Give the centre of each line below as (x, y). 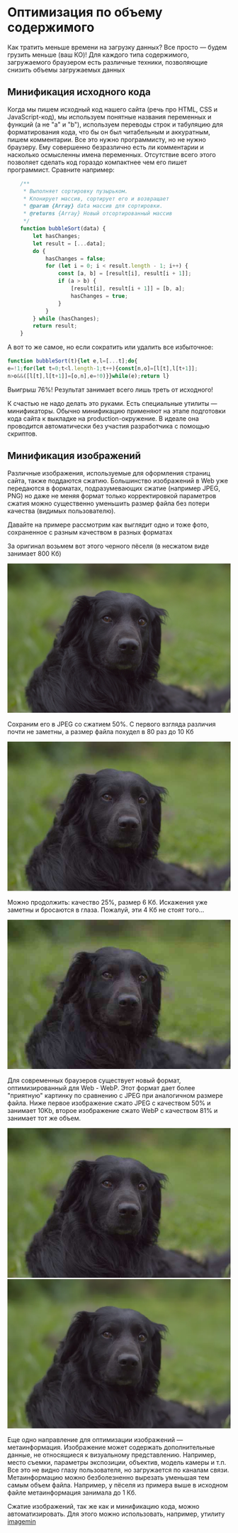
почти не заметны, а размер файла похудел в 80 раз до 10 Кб (101, 731)
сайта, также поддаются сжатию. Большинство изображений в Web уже (118, 480)
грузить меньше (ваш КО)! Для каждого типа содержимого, (98, 55)
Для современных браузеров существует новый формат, (94, 1080)
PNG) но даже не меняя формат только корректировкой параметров (112, 495)
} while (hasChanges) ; (66, 318)
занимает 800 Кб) (34, 553)
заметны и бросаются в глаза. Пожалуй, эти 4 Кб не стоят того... (106, 910)
